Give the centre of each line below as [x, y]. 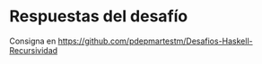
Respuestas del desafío [99, 16]
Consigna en [33, 41]
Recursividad [34, 50]
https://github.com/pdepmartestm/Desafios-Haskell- [155, 41]
